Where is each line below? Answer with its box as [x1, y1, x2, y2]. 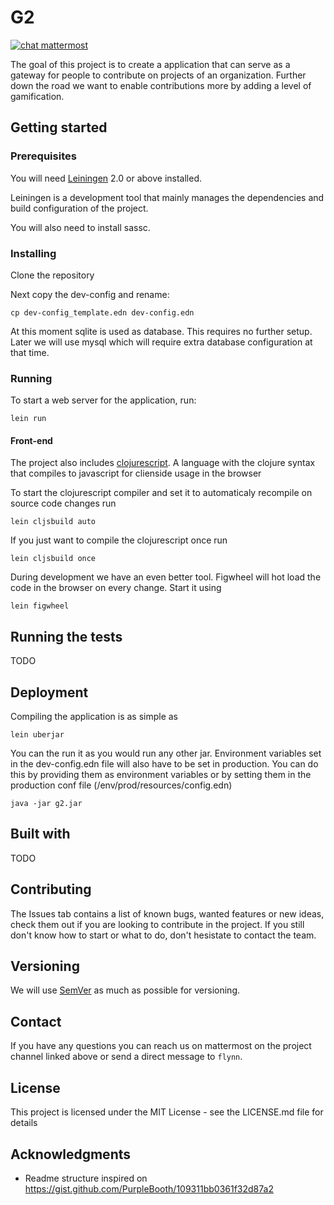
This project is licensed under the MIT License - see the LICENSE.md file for [10, 1106, 324, 1118]
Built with [10, 826, 71, 843]
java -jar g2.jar [10, 799, 83, 809]
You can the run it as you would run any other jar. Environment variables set [10, 747, 322, 760]
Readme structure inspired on [24, 1172, 148, 1184]
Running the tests [10, 628, 123, 645]
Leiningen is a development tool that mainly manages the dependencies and [10, 191, 325, 203]
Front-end [10, 434, 53, 446]
